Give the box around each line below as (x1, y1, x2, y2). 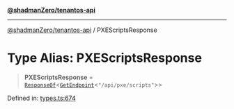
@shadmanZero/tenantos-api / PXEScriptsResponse (7, 26, 158, 34)
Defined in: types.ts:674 (7, 94, 77, 102)
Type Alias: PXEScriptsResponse (7, 50, 202, 66)
